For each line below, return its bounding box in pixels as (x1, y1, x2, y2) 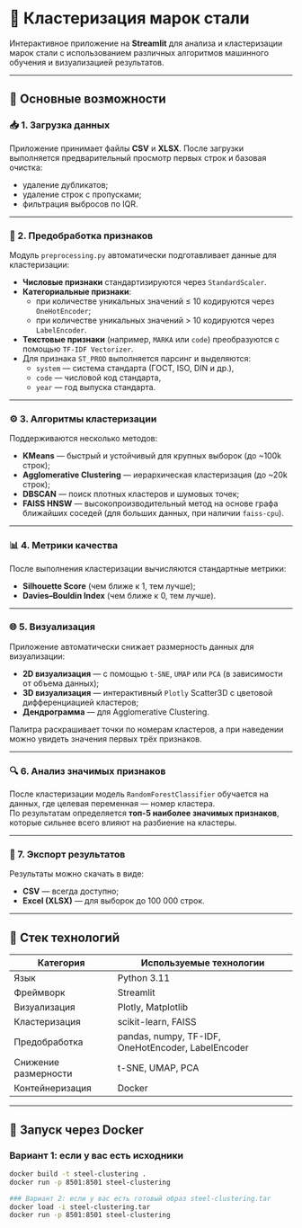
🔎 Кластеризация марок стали (9, 8, 250, 29)
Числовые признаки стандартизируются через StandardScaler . (22, 276, 267, 287)
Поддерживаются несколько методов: (9, 433, 158, 444)
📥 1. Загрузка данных (9, 119, 111, 131)
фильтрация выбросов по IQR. (22, 198, 138, 209)
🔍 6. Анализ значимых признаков (9, 764, 166, 777)
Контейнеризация (13, 1082, 92, 1095)
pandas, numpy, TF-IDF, (117, 1030, 222, 1043)
